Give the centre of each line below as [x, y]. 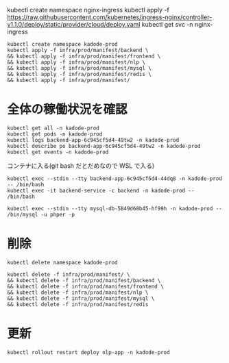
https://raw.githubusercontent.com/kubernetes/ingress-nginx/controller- [110, 17]
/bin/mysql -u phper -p [41, 214]
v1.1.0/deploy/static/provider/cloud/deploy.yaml [74, 24]
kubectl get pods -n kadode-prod [55, 134]
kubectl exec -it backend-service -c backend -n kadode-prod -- [101, 190]
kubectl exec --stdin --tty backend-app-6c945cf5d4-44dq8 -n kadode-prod [115, 178]
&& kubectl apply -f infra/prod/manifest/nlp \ [76, 62]
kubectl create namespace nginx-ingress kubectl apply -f [88, 10]
